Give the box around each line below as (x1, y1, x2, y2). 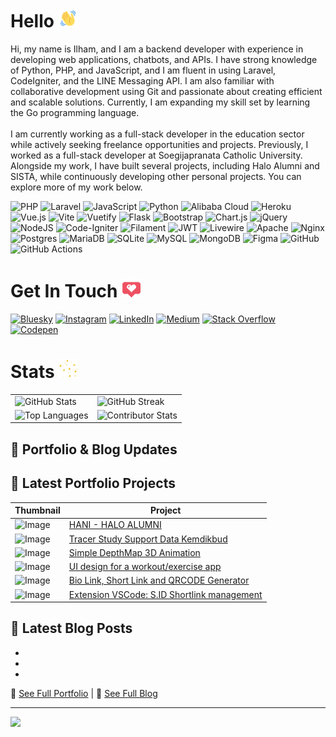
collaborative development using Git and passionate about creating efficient (10, 85, 323, 97)
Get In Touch (10, 280, 118, 303)
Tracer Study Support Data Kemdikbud (68, 533, 228, 545)
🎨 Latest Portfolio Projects (10, 475, 176, 492)
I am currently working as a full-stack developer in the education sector (10, 128, 305, 140)
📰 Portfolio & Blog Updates (10, 441, 178, 458)
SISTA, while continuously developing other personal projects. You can (10, 170, 302, 182)
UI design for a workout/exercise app (68, 561, 222, 573)
